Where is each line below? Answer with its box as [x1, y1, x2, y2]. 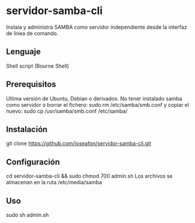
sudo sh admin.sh [6, 211, 49, 218]
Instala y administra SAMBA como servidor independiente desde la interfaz [6, 23, 187, 31]
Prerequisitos [6, 79, 57, 89]
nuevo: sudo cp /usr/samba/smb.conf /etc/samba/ [6, 107, 128, 114]
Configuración [6, 157, 60, 167]
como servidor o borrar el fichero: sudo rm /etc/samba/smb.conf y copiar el [6, 101, 189, 108]
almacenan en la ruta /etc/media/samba [6, 179, 102, 186]
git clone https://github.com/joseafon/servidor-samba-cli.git [6, 140, 151, 147]
